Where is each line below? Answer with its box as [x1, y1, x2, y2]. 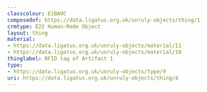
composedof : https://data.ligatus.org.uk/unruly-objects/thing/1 [7, 17, 200, 24]
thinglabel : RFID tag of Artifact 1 [7, 55, 113, 62]
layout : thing [7, 29, 49, 37]
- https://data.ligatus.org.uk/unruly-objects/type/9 [7, 68, 167, 75]
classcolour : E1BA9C [7, 10, 67, 17]
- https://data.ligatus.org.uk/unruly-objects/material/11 [7, 42, 182, 49]
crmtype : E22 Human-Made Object [7, 23, 101, 30]
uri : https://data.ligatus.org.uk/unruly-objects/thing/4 [7, 74, 179, 82]
